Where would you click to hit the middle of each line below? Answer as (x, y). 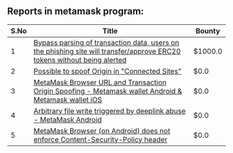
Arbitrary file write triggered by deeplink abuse (110, 111)
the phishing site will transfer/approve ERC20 (107, 51)
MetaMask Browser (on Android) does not (102, 131)
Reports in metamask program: (76, 11)
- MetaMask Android (68, 119)
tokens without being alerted (80, 60)
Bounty (208, 30)
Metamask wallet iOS (68, 100)
